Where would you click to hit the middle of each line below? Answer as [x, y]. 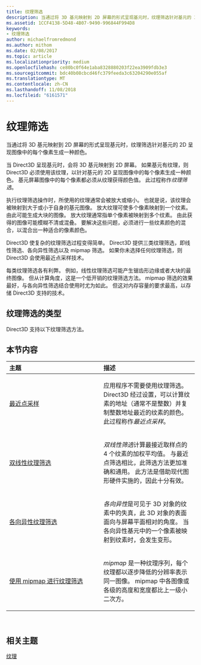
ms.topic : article [29, 56]
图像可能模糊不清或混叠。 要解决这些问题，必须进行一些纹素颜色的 [98, 222]
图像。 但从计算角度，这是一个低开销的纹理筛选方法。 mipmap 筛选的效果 [102, 278]
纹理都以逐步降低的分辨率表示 [146, 572]
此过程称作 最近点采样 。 [137, 422]
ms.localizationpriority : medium [48, 62]
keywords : [19, 28]
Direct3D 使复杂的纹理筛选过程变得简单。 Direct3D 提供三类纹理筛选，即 [96, 243]
